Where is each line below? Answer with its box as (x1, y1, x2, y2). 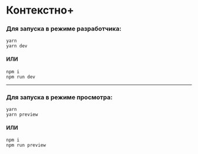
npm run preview (6, 142, 46, 148)
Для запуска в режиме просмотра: (6, 93, 113, 101)
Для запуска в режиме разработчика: (6, 25, 122, 33)
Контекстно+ (6, 4, 75, 17)
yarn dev (6, 43, 28, 49)
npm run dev (6, 74, 35, 80)
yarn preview (6, 112, 38, 117)
